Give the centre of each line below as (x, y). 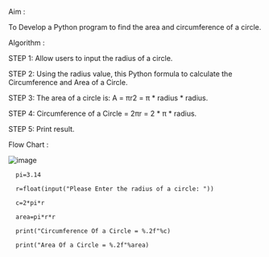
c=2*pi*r (30, 203)
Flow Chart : (29, 145)
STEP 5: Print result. (41, 129)
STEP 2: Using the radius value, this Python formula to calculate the (120, 74)
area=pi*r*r (36, 217)
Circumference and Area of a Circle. (68, 82)
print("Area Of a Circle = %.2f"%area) (83, 245)
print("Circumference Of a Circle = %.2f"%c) (93, 231)
